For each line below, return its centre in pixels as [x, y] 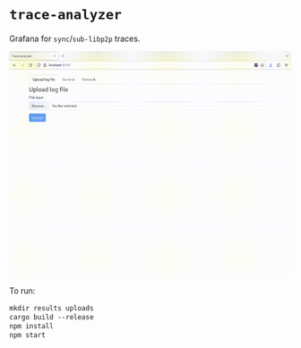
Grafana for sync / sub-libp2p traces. [75, 38]
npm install [31, 326]
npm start [28, 335]
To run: [22, 291]
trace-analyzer [66, 15]
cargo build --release [52, 317]
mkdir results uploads [52, 308]
